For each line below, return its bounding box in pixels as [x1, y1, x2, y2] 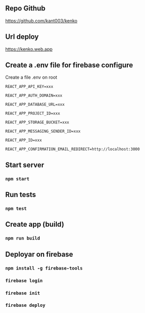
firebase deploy [5, 302, 46, 308]
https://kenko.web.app [5, 46, 53, 52]
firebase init [5, 290, 40, 296]
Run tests [5, 190, 36, 199]
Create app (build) [5, 220, 65, 229]
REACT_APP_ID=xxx [5, 138, 42, 143]
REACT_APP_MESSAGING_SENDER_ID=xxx [5, 129, 81, 134]
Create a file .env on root [5, 74, 57, 81]
